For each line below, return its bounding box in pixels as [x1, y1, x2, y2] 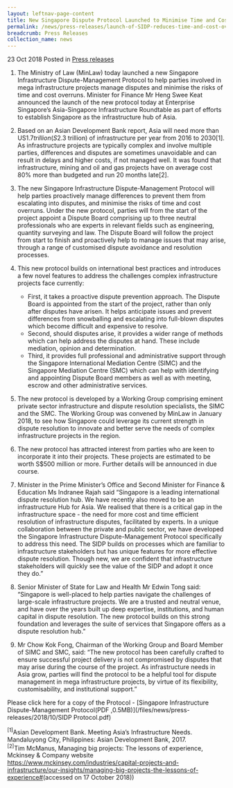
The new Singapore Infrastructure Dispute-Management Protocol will [17, 184, 215, 193]
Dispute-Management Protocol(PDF [7, 706, 110, 714]
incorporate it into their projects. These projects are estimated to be [17, 453, 211, 461]
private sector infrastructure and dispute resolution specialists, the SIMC [17, 402, 225, 410]
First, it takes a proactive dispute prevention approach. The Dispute [27, 293, 221, 301]
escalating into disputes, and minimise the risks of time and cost [17, 199, 201, 207]
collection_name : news [7, 36, 73, 43]
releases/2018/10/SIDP [7, 714, 72, 722]
